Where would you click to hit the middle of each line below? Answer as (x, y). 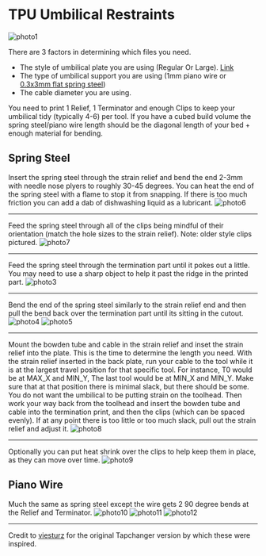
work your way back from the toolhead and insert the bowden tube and (124, 403)
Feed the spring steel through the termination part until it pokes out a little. (129, 265)
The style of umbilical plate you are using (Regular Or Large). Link (127, 67)
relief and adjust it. (38, 428)
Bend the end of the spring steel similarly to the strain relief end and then (127, 305)
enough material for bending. (55, 133)
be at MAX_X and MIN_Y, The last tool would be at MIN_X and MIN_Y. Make (131, 378)
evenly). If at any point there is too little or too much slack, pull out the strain (132, 420)
